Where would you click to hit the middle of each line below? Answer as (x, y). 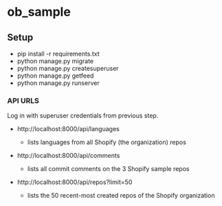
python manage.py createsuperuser (68, 68)
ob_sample (39, 12)
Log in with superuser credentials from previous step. (83, 116)
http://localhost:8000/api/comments (68, 156)
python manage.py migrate (55, 61)
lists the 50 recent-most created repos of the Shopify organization (121, 196)
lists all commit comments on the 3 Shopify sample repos (108, 169)
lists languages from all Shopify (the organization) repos (107, 142)
